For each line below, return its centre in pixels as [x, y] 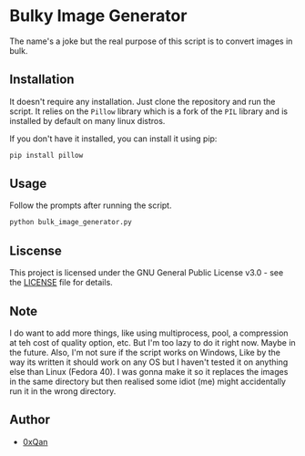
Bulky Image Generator [98, 16]
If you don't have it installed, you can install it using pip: [113, 139]
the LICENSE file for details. [61, 283]
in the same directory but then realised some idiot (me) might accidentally [148, 381]
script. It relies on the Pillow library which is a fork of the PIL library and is [149, 111]
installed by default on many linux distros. [87, 120]
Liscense [36, 250]
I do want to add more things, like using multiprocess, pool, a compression [149, 333]
